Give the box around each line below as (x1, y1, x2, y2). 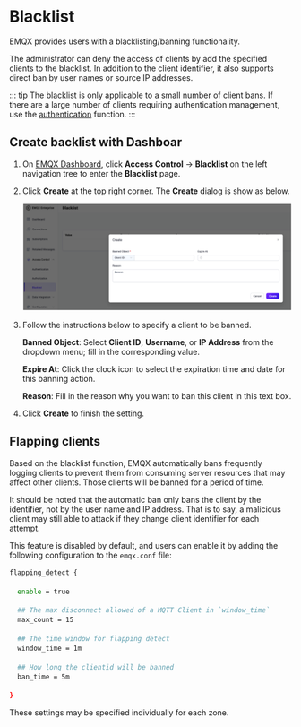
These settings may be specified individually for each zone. (9, 707, 229, 718)
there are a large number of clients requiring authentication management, (9, 99, 280, 109)
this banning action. (21, 374, 96, 385)
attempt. (9, 523, 40, 533)
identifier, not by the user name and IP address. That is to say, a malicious (9, 504, 282, 515)
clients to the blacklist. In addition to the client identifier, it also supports (9, 63, 275, 74)
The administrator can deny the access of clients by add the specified (9, 53, 268, 64)
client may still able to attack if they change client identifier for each (9, 513, 260, 524)
